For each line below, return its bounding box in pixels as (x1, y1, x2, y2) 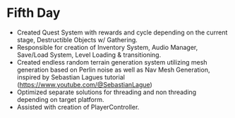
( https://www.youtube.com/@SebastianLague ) (16, 80, 152, 88)
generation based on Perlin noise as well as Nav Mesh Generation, (16, 65, 210, 74)
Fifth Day (6, 5, 61, 21)
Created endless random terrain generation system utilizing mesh (16, 58, 207, 66)
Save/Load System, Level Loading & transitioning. (16, 51, 162, 59)
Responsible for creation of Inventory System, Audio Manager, (16, 43, 198, 51)
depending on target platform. (16, 95, 104, 103)
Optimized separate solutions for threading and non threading (16, 88, 197, 96)
